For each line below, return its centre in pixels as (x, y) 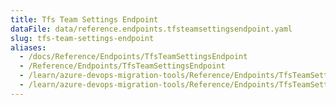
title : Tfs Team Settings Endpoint (84, 19)
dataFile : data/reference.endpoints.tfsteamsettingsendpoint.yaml (151, 29)
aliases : (28, 47)
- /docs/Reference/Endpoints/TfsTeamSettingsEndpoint (133, 57)
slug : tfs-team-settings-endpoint (82, 38)
